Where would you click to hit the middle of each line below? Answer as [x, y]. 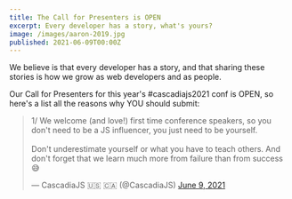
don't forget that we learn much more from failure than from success [157, 159]
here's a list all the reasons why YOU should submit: [105, 104]
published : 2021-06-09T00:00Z [65, 42]
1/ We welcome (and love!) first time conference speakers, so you [151, 121]
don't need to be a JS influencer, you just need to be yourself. [144, 131]
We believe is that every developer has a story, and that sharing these [137, 68]
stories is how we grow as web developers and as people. [116, 77]
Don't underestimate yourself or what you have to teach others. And [156, 149]
